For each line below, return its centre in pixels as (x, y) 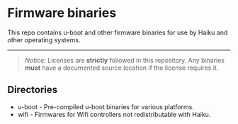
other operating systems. (44, 39)
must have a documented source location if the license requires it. (121, 68)
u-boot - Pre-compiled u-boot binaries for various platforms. (106, 106)
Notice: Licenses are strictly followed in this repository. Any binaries (125, 60)
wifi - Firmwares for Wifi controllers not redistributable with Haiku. (114, 114)
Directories (33, 90)
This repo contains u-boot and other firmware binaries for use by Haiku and (118, 32)
